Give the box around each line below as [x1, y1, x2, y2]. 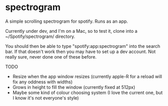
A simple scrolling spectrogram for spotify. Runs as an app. [5, 18, 128, 24]
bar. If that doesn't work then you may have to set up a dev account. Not [5, 48, 156, 55]
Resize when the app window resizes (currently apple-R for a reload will [12, 73, 162, 79]
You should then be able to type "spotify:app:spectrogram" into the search [5, 43, 160, 49]
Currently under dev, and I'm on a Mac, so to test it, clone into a [5, 28, 138, 34]
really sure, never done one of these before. [5, 54, 97, 60]
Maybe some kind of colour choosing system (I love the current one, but [12, 89, 163, 95]
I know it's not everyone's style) [12, 95, 79, 101]
